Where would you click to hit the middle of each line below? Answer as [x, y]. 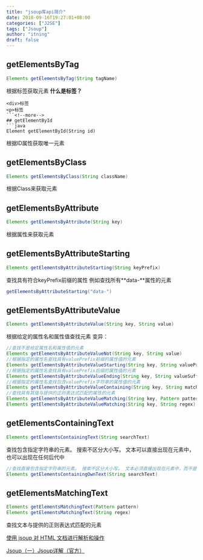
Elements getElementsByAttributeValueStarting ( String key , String [92, 365]
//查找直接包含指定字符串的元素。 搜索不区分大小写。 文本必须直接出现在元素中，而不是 [102, 469]
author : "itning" [28, 35]
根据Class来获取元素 [32, 189]
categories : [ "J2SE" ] [34, 23]
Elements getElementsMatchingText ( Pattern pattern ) [72, 507]
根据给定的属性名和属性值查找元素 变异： [57, 337]
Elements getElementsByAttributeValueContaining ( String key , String [94, 387]
